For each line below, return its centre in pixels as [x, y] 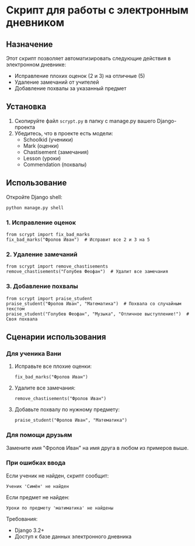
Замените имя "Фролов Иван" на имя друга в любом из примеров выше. [97, 448]
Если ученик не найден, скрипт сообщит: [58, 476]
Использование [36, 183]
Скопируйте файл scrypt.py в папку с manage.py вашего [85, 121]
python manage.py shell [35, 208]
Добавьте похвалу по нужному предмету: [67, 409]
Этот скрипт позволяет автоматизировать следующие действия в [88, 58]
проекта [25, 127]
